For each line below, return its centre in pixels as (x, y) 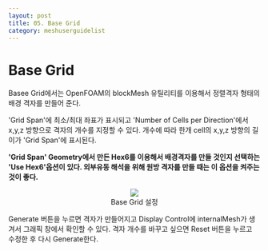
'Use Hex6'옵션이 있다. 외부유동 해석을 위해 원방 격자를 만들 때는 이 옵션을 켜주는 (134, 167)
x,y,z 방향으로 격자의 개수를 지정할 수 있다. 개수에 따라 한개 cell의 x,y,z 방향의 (129, 130)
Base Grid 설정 (134, 202)
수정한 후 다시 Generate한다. (53, 239)
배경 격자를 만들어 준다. (45, 103)
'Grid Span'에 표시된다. (60, 140)
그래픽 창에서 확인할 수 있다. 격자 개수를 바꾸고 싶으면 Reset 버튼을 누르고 (138, 229)
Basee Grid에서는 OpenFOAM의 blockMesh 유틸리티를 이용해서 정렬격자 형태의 (134, 94)
